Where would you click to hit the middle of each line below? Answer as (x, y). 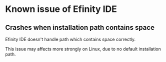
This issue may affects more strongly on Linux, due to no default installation (83, 49)
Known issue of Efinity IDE (61, 9)
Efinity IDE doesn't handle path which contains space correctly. (70, 39)
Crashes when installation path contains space (80, 28)
